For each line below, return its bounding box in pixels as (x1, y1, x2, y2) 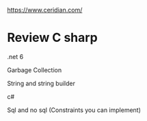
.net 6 (7, 52, 24, 60)
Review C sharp (7, 30, 98, 45)
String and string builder (7, 79, 75, 87)
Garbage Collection (7, 65, 62, 74)
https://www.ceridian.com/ (7, 6, 83, 14)
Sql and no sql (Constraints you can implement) (7, 106, 142, 114)
